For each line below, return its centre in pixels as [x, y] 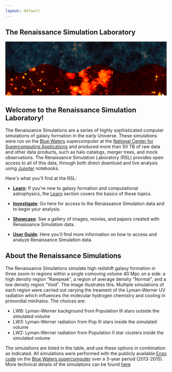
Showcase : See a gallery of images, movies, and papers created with [86, 219]
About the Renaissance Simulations [63, 256]
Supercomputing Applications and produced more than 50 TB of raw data [83, 147]
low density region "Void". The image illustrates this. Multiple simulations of [85, 284]
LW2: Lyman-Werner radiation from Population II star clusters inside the [88, 333]
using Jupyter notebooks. [33, 169]
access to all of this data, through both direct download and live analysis [82, 163]
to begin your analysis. [37, 209]
